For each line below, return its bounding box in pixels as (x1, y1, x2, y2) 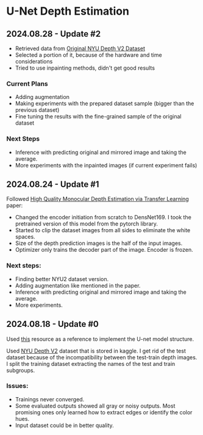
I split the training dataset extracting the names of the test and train (6, 360, 176, 367)
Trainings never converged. (15, 395, 85, 403)
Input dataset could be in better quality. (15, 422, 114, 429)
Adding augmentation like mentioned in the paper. (15, 282, 141, 289)
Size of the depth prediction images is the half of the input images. (15, 239, 183, 247)
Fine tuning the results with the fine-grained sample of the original (15, 113, 182, 120)
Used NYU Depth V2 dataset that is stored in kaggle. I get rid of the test (6, 347, 186, 354)
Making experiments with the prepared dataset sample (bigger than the (15, 100, 194, 108)
